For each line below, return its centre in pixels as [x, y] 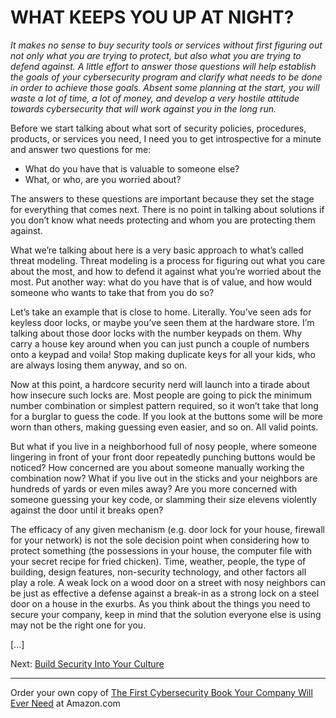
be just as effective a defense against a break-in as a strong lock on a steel [165, 593]
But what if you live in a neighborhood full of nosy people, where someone [164, 446]
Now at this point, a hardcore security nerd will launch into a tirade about [160, 384]
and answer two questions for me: [81, 149]
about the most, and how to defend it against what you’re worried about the [166, 271]
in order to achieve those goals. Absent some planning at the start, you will [165, 87]
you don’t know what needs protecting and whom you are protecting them [163, 220]
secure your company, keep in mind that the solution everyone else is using [166, 614]
